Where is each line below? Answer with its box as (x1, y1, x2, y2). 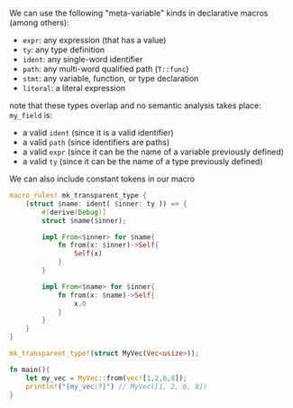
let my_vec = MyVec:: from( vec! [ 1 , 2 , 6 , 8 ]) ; (25, 374, 188, 383)
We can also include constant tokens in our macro (9, 173, 196, 184)
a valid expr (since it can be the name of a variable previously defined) (22, 146, 284, 157)
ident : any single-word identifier (22, 54, 143, 64)
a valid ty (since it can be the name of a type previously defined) (22, 156, 263, 166)
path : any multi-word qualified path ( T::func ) (22, 63, 189, 74)
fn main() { (9, 365, 50, 374)
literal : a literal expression (22, 83, 126, 93)
